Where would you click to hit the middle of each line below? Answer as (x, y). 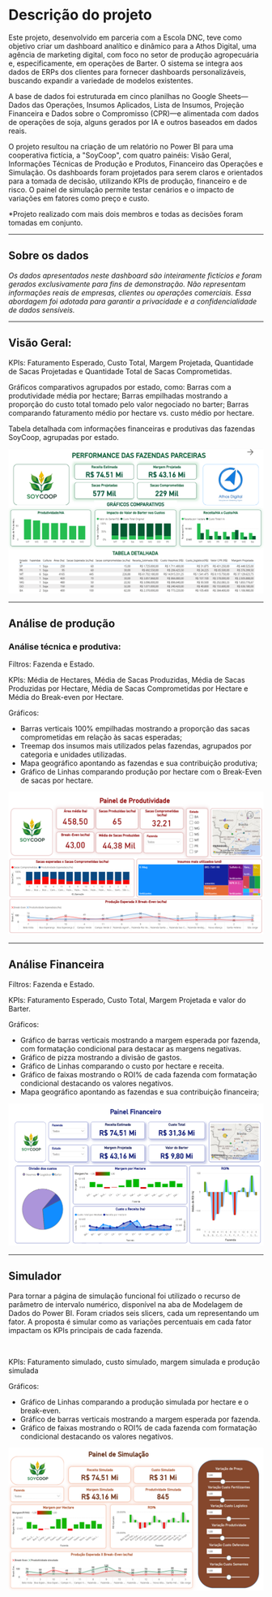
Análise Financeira (56, 965)
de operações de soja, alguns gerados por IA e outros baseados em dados (133, 122)
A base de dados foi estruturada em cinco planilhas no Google (113, 96)
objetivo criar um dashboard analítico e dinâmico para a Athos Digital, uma (132, 45)
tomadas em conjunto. (46, 222)
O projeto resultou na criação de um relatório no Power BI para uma (121, 146)
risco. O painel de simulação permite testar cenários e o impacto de (121, 189)
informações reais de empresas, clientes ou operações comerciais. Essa (130, 292)
